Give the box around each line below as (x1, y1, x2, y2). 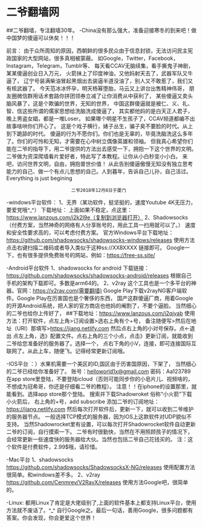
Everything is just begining (6, 174, 72, 182)
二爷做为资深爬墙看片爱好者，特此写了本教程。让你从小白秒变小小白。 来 (6, 152, 188, 160)
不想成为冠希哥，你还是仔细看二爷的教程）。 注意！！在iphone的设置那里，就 (6, 383, 198, 390)
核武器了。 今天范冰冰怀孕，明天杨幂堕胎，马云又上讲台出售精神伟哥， (11, 85, 188, 92)
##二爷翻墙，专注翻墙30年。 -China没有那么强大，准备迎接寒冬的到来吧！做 (6, 27, 197, 34)
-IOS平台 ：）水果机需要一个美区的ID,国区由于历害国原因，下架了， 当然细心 (6, 360, 197, 367)
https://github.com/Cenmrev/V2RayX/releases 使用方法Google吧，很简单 (6, 478, 188, 486)
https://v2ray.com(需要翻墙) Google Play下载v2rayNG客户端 (33, 287, 182, 294)
